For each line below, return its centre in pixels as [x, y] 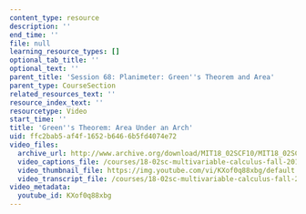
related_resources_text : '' [63, 94]
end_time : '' [34, 35]
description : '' [40, 26]
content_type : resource [55, 18]
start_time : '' [38, 119]
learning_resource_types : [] [65, 52]
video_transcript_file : [62, 178]
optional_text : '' [44, 69]
